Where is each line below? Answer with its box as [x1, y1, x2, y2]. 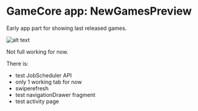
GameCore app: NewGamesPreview [6, 4, 193, 18]
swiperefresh [15, 84, 49, 92]
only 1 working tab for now [15, 78, 82, 85]
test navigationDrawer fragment [15, 91, 96, 98]
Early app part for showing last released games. [6, 24, 127, 32]
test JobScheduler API [15, 71, 72, 79]
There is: [6, 60, 29, 67]
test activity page [15, 98, 59, 105]
